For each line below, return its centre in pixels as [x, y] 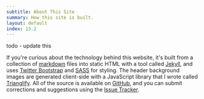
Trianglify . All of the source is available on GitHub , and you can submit [94, 83]
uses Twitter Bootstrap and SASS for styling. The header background [93, 71]
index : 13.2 [21, 29]
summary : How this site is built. [50, 18]
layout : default [27, 23]
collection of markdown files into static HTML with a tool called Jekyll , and [100, 64]
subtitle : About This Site [40, 12]
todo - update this [29, 46]
